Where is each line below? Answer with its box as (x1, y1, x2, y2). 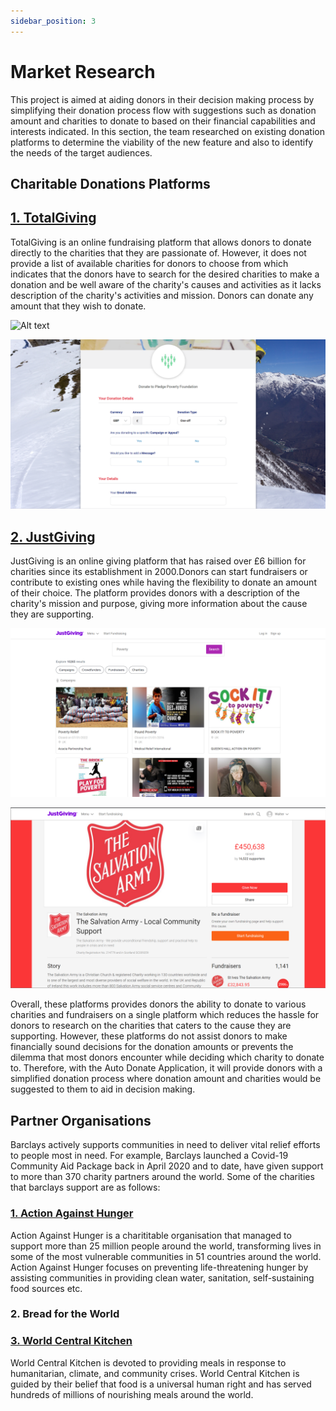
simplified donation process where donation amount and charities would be (10, 1073, 322, 1085)
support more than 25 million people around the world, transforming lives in (10, 1240, 322, 1252)
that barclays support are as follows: (10, 1181, 161, 1194)
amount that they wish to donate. (10, 300, 147, 312)
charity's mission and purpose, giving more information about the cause (10, 598, 308, 610)
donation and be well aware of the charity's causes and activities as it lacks (10, 278, 322, 290)
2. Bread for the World (10, 1307, 120, 1321)
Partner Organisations (10, 1112, 152, 1129)
